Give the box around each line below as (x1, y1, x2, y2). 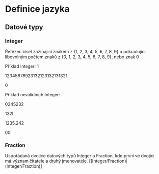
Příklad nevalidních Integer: (5, 91, 60, 97)
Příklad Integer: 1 (5, 63, 39, 69)
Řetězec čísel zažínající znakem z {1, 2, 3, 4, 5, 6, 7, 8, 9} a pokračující (5, 48, 146, 54)
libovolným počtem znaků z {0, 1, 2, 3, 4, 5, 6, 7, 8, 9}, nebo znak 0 (5, 54, 139, 60)
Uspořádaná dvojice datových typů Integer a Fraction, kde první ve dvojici (5, 153, 155, 159)
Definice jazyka (5, 3, 70, 15)
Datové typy (5, 23, 43, 31)
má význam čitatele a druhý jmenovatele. (5, 158, 88, 164)
